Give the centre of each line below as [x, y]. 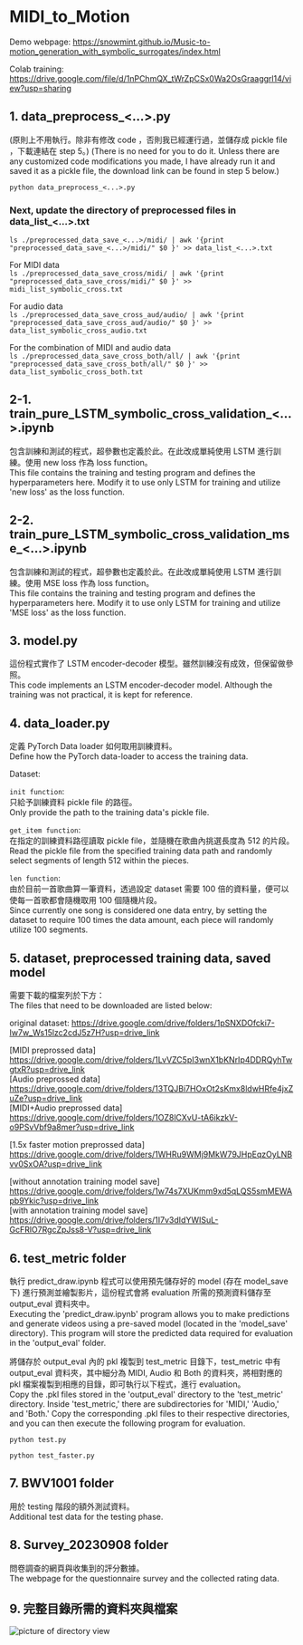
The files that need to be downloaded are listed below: [111, 1005]
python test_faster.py [52, 1456]
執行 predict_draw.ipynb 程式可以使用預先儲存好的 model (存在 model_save [149, 1281]
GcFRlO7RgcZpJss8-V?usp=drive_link [80, 1230]
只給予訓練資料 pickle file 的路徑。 [73, 803]
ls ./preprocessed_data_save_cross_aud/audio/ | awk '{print [127, 315]
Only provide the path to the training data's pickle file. [109, 813]
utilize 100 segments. [49, 929]
